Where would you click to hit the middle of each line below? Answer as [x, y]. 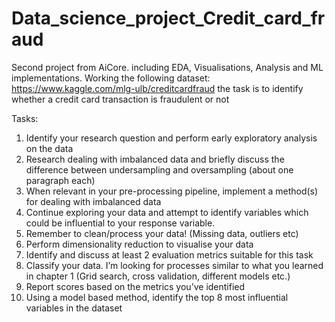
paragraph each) [60, 180]
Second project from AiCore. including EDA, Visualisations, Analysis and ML [167, 67]
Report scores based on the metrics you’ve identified [135, 286]
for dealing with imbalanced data [93, 201]
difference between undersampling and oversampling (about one [159, 169]
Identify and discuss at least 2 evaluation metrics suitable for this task [169, 254]
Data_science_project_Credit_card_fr [168, 18]
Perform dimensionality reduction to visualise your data [139, 244]
